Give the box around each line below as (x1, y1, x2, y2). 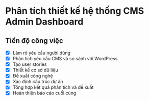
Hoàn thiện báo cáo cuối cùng (12, 90, 77, 96)
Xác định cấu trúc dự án (12, 79, 63, 85)
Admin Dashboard (5, 16, 84, 28)
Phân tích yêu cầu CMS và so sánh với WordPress (12, 56, 118, 62)
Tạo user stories (12, 61, 47, 67)
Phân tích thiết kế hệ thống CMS (5, 5, 144, 17)
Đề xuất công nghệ (12, 73, 53, 79)
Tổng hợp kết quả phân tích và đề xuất (12, 84, 94, 90)
